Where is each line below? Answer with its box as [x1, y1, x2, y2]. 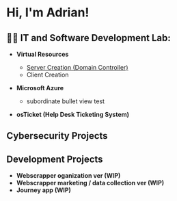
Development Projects [6, 153, 103, 165]
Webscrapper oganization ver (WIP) [16, 172, 121, 180]
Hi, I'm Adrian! [6, 5, 90, 21]
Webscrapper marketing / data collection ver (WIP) [16, 179, 165, 187]
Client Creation [26, 70, 69, 79]
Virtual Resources [16, 50, 69, 58]
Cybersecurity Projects [6, 130, 108, 142]
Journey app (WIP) [16, 186, 71, 194]
